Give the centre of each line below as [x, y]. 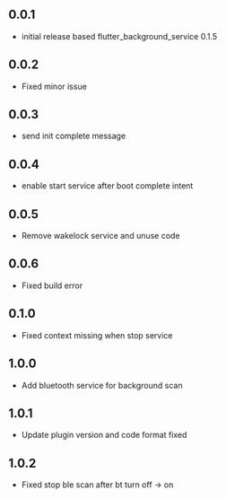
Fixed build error [52, 285]
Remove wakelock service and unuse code [100, 236]
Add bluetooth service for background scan [102, 385]
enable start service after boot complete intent [107, 186]
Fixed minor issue [54, 86]
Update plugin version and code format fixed [104, 435]
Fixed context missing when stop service [97, 335]
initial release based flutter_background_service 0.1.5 [119, 36]
